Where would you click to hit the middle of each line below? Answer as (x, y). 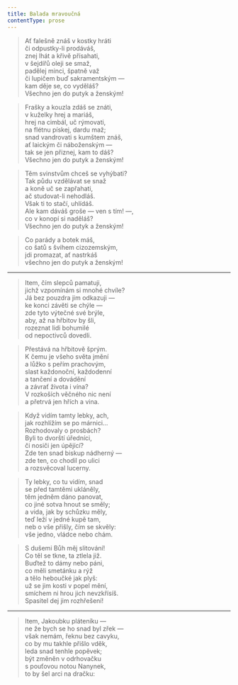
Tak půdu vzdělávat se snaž (66, 180)
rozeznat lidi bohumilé (57, 328)
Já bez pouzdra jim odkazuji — (70, 297)
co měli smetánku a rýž (59, 570)
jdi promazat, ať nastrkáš (61, 255)
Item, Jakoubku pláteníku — (65, 621)
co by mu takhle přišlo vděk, (66, 643)
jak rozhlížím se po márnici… (66, 422)
